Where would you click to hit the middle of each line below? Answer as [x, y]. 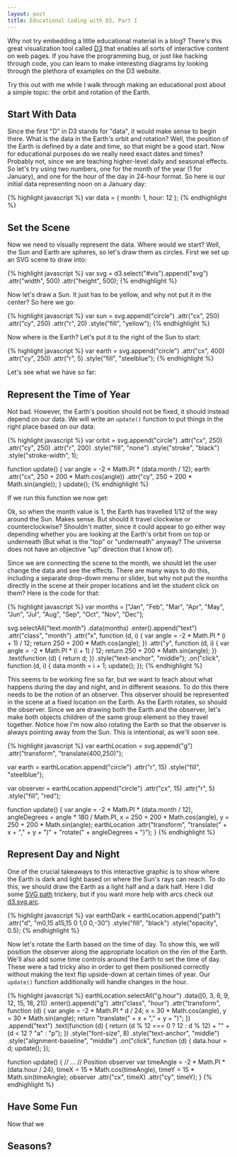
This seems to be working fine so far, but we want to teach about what [110, 679]
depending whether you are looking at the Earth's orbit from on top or [109, 534]
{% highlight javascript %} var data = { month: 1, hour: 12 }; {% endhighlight [117, 198]
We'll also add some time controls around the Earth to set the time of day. [114, 959]
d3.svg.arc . [24, 901]
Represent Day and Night [64, 854]
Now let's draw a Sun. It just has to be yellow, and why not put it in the [110, 295]
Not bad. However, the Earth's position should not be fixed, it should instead [118, 411]
